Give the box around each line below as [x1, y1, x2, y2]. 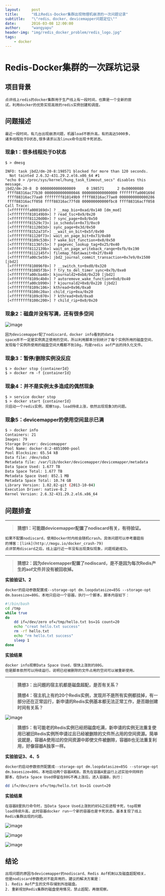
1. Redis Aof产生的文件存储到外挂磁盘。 [5, 882, 80, 887]
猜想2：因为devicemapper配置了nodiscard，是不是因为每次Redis [17, 560, 152, 566]
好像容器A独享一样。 [26, 743, 68, 749]
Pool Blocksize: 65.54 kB [5, 450, 58, 455]
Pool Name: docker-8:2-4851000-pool [5, 446, 80, 451]
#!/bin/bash [5, 601, 29, 606]
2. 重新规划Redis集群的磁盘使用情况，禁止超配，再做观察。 [5, 887, 110, 892]
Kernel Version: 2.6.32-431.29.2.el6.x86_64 [5, 492, 98, 497]
